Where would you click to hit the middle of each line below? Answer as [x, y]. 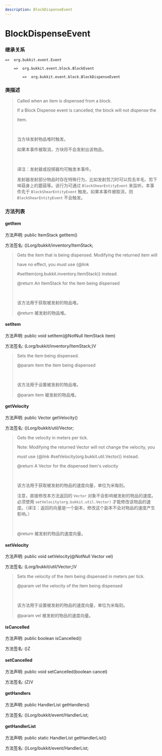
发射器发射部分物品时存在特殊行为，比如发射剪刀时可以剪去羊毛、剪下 [87, 180]
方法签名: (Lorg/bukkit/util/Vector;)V [41, 567]
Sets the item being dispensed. [48, 355]
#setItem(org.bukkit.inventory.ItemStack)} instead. [67, 274]
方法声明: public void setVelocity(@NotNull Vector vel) [59, 556]
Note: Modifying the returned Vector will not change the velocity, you [86, 447]
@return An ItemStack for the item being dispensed [68, 283]
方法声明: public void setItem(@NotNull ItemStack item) [60, 336]
